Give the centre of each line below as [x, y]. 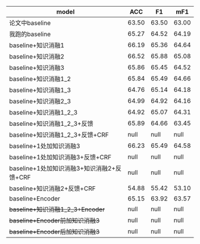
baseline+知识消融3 [37, 68]
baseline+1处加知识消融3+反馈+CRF [60, 157]
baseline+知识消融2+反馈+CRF [53, 189]
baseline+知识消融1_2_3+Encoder [57, 209]
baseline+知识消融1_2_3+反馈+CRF [59, 135]
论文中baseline [30, 23]
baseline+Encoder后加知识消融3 [54, 232]
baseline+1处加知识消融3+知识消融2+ [62, 168]
